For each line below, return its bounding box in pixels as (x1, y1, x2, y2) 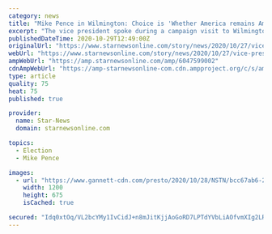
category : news (8, 11, 60, 20)
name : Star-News (15, 117, 70, 126)
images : (8, 168, 35, 177)
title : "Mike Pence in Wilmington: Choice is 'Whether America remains (8, 19, 255, 28)
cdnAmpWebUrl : (8, 65, 57, 73)
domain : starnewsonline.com (15, 125, 111, 133)
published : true (8, 95, 63, 103)
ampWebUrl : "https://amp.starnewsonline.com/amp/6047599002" (8, 57, 219, 66)
